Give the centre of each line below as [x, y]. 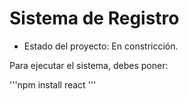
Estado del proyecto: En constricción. [101, 46]
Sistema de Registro [94, 18]
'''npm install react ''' [53, 84]
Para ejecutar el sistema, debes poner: [89, 65]
